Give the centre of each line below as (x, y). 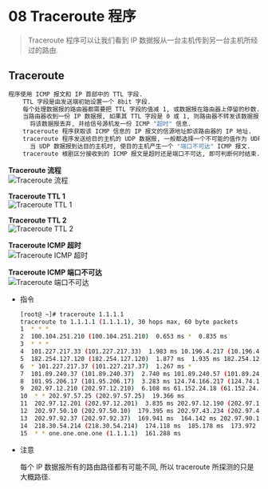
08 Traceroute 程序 (72, 16)
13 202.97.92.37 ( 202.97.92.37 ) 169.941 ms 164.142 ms (118, 418)
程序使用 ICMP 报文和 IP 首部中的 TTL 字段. (76, 94)
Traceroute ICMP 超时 (45, 245)
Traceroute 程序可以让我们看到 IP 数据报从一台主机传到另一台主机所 (139, 40)
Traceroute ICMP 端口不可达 (55, 272)
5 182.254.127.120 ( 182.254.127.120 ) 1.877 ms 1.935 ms (120, 359)
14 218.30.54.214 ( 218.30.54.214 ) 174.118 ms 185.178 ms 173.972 (138, 426)
